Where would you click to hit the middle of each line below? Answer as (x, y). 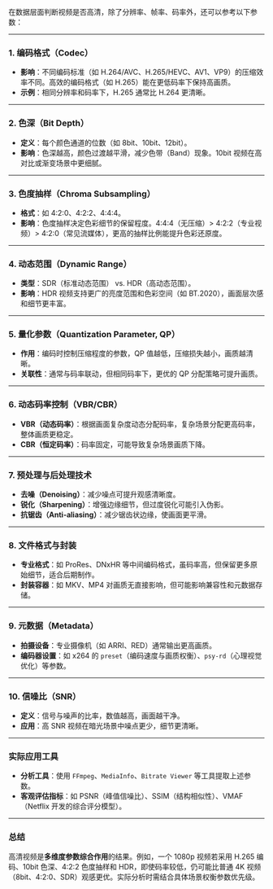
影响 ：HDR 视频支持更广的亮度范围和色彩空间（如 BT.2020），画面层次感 (142, 293)
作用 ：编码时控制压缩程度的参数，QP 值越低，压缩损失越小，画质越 (133, 353)
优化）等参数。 (45, 665)
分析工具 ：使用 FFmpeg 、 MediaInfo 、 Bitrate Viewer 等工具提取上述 (132, 776)
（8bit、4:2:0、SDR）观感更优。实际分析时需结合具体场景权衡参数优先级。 (134, 877)
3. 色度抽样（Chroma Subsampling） (82, 194)
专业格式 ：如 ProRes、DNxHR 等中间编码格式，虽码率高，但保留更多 (135, 565)
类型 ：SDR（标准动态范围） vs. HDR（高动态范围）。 (108, 283)
